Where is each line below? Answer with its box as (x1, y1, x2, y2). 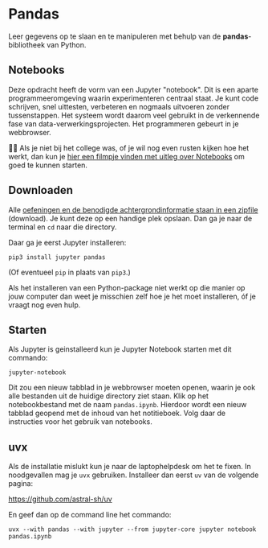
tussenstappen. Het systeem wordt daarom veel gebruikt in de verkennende (8, 110, 260, 120)
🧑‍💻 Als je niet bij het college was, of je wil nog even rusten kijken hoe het (8, 142, 250, 153)
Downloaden (8, 183, 74, 197)
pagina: (8, 479, 34, 488)
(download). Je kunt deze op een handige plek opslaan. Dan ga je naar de (8, 213, 253, 223)
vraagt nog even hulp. (8, 299, 81, 310)
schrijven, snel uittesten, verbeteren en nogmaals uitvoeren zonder (8, 101, 230, 111)
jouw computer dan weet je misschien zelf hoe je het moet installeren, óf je (8, 291, 257, 301)
